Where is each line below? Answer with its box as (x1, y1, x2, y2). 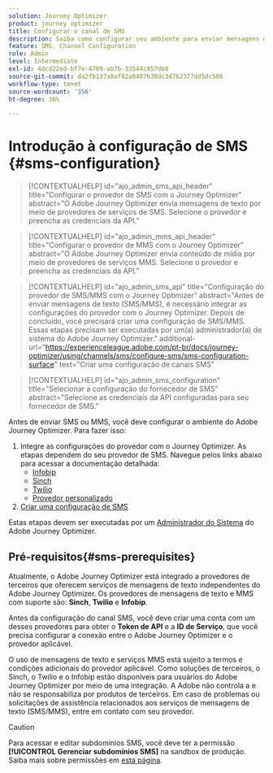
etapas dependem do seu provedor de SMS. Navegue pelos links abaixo (19, 450, 262, 460)
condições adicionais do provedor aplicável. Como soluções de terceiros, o (8, 663, 261, 673)
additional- (159, 334, 197, 344)
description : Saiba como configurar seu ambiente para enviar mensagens (8, 34, 260, 43)
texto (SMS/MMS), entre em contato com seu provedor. (8, 706, 194, 716)
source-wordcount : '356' (8, 87, 93, 96)
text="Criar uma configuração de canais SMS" (59, 359, 215, 370)
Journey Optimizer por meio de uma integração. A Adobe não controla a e (8, 680, 256, 690)
